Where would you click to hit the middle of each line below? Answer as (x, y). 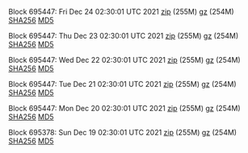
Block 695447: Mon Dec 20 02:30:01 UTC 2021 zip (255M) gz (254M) (124, 108)
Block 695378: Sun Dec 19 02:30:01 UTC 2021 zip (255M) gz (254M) (122, 132)
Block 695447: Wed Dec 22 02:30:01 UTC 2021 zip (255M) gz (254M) (124, 60)
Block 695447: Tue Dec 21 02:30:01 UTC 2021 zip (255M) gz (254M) (122, 84)
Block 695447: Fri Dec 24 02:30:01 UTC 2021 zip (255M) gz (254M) (121, 12)
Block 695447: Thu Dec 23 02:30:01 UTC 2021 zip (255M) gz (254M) (124, 36)
